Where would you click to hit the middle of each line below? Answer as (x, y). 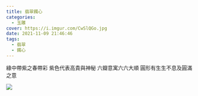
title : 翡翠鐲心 (24, 12)
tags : (13, 39)
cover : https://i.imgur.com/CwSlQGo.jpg (57, 28)
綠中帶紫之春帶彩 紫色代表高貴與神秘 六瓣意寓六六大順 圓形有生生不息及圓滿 (99, 68)
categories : (21, 17)
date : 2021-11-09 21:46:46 (39, 34)
